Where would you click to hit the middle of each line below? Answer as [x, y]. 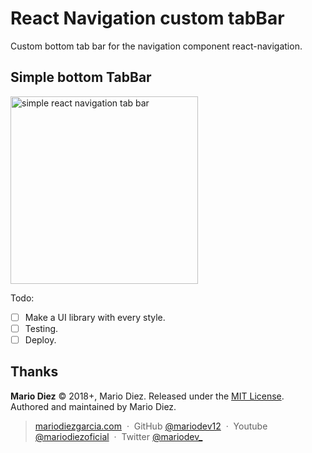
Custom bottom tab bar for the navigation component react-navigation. [156, 46]
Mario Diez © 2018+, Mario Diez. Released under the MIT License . [147, 396]
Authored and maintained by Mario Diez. [93, 406]
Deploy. [40, 339]
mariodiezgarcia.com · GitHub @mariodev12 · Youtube [151, 426]
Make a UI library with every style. [95, 317]
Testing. [41, 328]
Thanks [34, 372]
